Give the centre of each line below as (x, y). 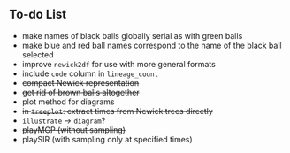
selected (38, 54)
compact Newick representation (80, 82)
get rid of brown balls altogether (80, 92)
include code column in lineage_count (90, 73)
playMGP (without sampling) (74, 130)
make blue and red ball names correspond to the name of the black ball (152, 45)
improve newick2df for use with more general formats (119, 64)
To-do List (38, 15)
